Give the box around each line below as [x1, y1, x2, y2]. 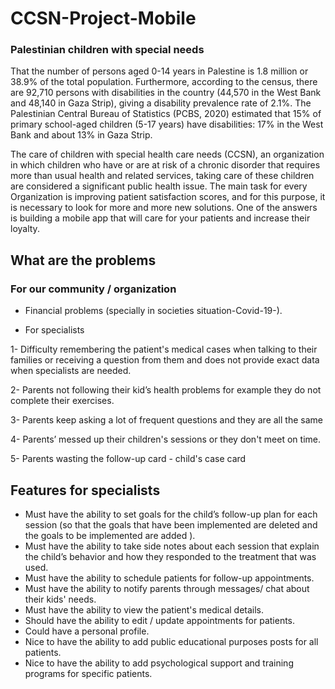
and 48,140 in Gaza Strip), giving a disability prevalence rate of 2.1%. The [10, 97, 312, 109]
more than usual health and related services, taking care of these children [10, 170, 315, 182]
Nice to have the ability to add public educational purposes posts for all [24, 635, 319, 647]
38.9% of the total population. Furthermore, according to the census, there [10, 76, 318, 88]
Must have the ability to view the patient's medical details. [24, 603, 265, 616]
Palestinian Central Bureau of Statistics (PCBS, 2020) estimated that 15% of [10, 108, 322, 120]
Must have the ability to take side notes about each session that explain [24, 540, 320, 552]
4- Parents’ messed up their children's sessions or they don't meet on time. [10, 433, 321, 446]
